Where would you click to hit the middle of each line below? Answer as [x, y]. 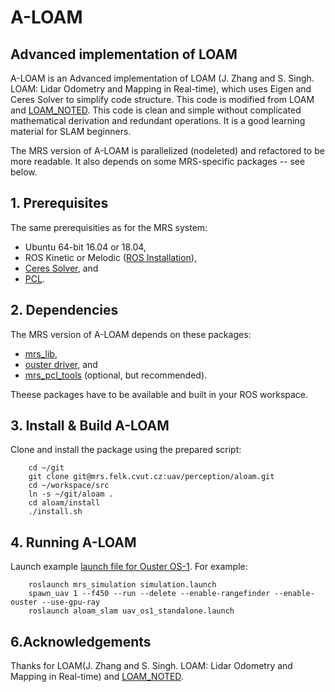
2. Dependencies [64, 310]
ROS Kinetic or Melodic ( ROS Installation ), [110, 257]
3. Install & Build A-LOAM [90, 426]
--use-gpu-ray [71, 602]
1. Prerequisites [59, 203]
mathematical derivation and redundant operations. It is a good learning [158, 120]
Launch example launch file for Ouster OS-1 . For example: [129, 567]
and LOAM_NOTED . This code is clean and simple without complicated [156, 110]
